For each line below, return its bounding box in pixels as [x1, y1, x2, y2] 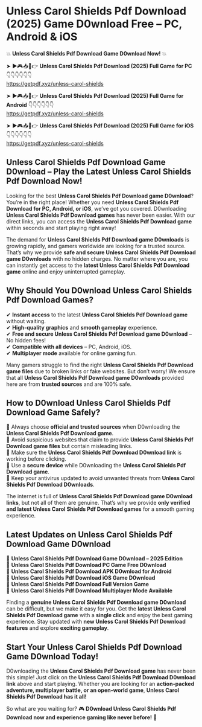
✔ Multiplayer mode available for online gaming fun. [6, 349, 137, 357]
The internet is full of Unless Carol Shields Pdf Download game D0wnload [6, 493, 193, 500]
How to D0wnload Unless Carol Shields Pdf [6, 397, 171, 408]
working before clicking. [6, 455, 66, 463]
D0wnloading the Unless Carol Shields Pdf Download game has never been [6, 667, 196, 674]
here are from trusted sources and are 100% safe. [6, 380, 132, 388]
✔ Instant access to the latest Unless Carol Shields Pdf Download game [6, 311, 188, 318]
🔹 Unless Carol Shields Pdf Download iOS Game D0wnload [6, 574, 156, 581]
